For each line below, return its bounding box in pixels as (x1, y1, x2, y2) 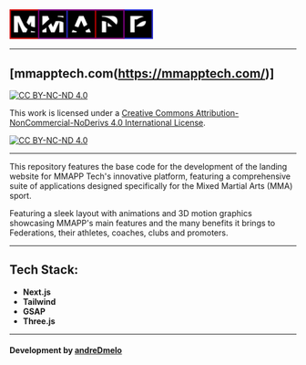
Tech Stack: (9, 262, 79, 277)
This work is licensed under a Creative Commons (9, 107, 194, 118)
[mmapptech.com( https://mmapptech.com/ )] (9, 66, 275, 81)
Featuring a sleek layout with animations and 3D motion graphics (9, 207, 252, 218)
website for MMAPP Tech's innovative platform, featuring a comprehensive (9, 171, 291, 182)
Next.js (22, 287, 52, 297)
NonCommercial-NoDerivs (9, 117, 109, 128)
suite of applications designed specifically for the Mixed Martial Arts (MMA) (9, 180, 293, 191)
